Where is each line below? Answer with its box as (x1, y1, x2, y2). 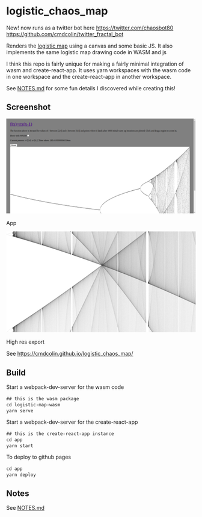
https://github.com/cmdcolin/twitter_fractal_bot (6, 30, 124, 37)
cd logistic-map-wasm (6, 402, 61, 408)
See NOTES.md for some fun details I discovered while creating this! (6, 84, 176, 91)
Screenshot (6, 102, 51, 113)
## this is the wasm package (6, 396, 79, 402)
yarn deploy (6, 472, 36, 478)
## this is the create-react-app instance (6, 431, 114, 437)
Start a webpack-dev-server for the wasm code (6, 383, 124, 391)
